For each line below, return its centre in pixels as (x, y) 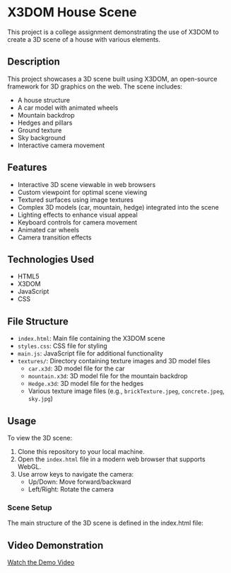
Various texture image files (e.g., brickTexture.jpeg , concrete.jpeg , (126, 391)
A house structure (44, 100)
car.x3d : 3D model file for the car (76, 368)
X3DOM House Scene (72, 12)
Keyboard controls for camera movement (77, 222)
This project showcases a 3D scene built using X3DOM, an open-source (112, 79)
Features (27, 168)
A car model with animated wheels (68, 108)
